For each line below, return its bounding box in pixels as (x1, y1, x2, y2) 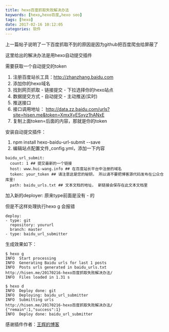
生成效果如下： (5, 241, 37, 247)
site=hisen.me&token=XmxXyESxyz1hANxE (12, 112, 105, 118)
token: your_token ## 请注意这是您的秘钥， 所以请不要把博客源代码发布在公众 (10, 172, 160, 177)
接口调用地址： (12, 106, 45, 112)
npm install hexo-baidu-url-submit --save (12, 139, 101, 145)
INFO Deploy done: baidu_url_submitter (5, 311, 93, 317)
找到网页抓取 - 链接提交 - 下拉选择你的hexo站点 (12, 87, 114, 93)
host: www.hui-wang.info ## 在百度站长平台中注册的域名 (10, 166, 122, 172)
